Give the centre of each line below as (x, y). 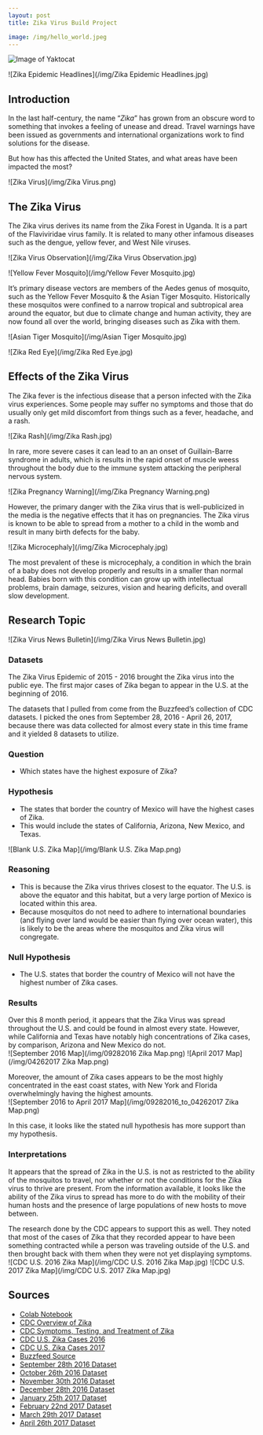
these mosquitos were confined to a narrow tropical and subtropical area (126, 305)
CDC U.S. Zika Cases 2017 (62, 1347)
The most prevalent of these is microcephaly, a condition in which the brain (130, 562)
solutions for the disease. (49, 143)
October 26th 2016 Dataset (63, 1372)
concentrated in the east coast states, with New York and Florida (113, 1085)
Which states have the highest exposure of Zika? (99, 771)
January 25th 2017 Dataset (63, 1397)
